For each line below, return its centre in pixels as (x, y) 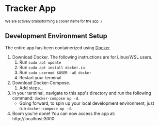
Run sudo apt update (40, 62)
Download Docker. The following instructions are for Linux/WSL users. (82, 57)
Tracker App (31, 8)
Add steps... (31, 88)
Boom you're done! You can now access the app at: (64, 113)
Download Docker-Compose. (41, 83)
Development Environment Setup (56, 36)
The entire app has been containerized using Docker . (58, 48)
